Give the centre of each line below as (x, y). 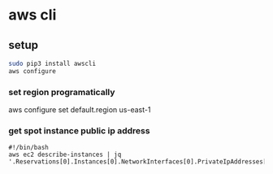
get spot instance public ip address (79, 130)
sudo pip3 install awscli (52, 63)
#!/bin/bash (28, 148)
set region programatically (62, 92)
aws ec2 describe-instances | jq (65, 155)
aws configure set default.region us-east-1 (80, 110)
